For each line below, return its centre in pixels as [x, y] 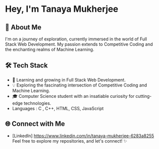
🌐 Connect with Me [35, 124]
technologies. [37, 103]
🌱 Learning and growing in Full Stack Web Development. [69, 80]
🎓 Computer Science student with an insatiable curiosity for [73, 96]
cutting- [143, 96]
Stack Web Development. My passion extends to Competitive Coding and [79, 44]
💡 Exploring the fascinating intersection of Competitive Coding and [79, 85]
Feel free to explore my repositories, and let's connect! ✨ [69, 141]
